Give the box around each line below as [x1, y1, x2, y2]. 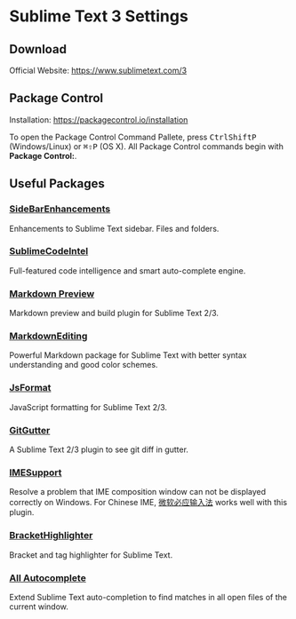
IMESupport [9, 466, 62, 479]
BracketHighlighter [9, 529, 93, 542]
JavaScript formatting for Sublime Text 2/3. [9, 401, 167, 412]
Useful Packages [9, 176, 105, 192]
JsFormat [9, 382, 52, 394]
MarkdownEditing [9, 330, 88, 343]
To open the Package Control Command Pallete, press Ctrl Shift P [9, 131, 257, 142]
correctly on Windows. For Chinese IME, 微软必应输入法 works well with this [9, 497, 287, 508]
